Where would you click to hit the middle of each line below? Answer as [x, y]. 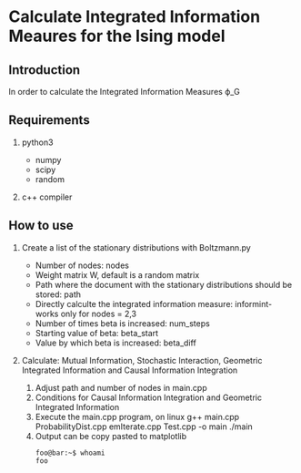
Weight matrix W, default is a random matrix [117, 274]
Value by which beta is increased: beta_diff [115, 343]
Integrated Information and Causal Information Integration [130, 370]
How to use [41, 226]
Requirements [49, 120]
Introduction [45, 70]
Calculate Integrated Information [135, 17]
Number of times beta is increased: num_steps [122, 323]
